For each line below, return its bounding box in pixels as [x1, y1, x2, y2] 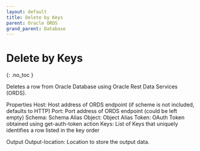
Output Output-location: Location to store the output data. [6, 138, 150, 146]
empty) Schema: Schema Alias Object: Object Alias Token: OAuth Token [6, 114, 185, 121]
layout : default [6, 8, 47, 15]
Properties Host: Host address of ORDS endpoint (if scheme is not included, [6, 101, 195, 108]
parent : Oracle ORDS [6, 20, 58, 26]
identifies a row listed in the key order [6, 127, 100, 134]
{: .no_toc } [6, 72, 34, 79]
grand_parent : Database [6, 25, 66, 32]
